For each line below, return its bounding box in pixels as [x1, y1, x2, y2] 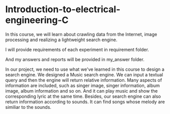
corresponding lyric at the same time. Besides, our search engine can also [5, 93, 161, 99]
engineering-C [5, 14, 69, 26]
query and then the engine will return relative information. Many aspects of [5, 77, 162, 83]
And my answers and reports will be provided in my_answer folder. [5, 56, 145, 62]
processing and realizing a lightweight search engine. [5, 37, 118, 43]
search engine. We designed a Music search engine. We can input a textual [5, 71, 163, 77]
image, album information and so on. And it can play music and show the [5, 88, 158, 94]
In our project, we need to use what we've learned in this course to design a [5, 66, 164, 72]
